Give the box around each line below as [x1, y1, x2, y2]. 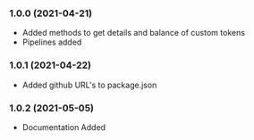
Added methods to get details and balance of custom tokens [21, 28, 246, 38]
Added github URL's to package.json [21, 79, 157, 90]
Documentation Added [21, 121, 106, 132]
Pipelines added [21, 37, 82, 47]
